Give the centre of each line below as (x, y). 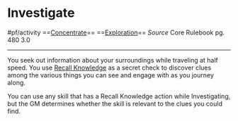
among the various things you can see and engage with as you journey (111, 75)
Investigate (41, 13)
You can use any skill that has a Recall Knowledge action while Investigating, (119, 96)
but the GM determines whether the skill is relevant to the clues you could (115, 103)
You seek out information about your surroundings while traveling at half (113, 60)
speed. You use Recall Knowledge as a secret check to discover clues (109, 68)
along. (17, 82)
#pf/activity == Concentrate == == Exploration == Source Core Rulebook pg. (116, 32)
